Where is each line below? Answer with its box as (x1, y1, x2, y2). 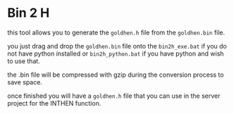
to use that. (7, 56, 40, 65)
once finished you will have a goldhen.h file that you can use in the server (7, 91, 221, 100)
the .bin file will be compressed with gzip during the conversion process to (7, 70, 224, 79)
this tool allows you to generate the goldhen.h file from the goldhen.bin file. (7, 28, 226, 37)
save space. (7, 77, 42, 86)
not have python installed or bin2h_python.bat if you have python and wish (7, 49, 224, 58)
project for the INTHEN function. (7, 99, 101, 107)
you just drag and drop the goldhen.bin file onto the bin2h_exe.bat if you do (7, 42, 227, 50)
